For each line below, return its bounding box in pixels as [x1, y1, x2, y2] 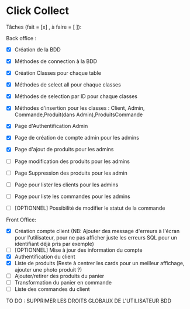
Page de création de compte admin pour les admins [14, 134, 139, 141]
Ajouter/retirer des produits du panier [14, 273, 105, 280]
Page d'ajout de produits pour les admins [14, 146, 114, 153]
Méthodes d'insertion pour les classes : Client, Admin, [14, 105, 145, 112]
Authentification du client [14, 253, 75, 260]
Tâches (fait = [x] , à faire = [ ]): [6, 23, 82, 30]
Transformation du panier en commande [14, 279, 112, 286]
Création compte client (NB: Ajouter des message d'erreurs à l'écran [14, 227, 180, 234]
